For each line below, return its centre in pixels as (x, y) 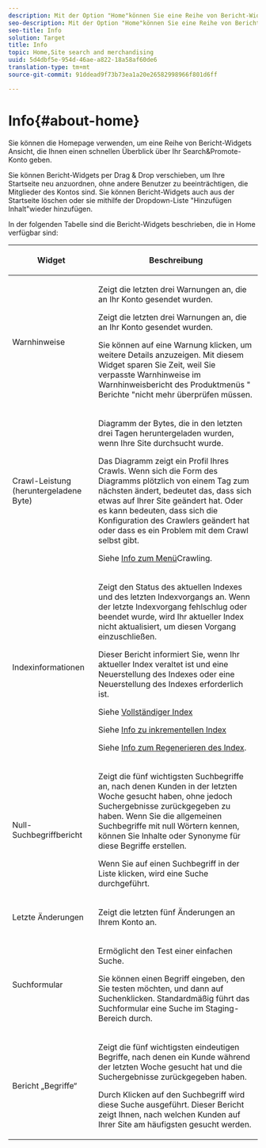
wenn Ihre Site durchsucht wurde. (161, 443)
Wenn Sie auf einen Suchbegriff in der (169, 863)
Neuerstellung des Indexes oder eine (166, 674)
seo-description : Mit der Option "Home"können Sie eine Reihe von (120, 23)
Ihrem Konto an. (127, 922)
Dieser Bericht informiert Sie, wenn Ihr (169, 654)
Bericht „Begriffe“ (45, 1085)
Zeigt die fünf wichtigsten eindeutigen (169, 1046)
